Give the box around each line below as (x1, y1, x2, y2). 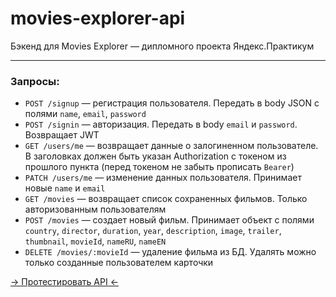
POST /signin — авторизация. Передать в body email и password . (24, 118, 298, 131)
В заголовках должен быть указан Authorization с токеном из (24, 150, 287, 162)
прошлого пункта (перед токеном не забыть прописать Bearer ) (24, 161, 295, 173)
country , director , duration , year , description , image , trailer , (24, 225, 282, 237)
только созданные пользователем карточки (24, 257, 214, 269)
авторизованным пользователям (24, 203, 167, 216)
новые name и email (24, 182, 106, 194)
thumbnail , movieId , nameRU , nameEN (24, 235, 167, 247)
